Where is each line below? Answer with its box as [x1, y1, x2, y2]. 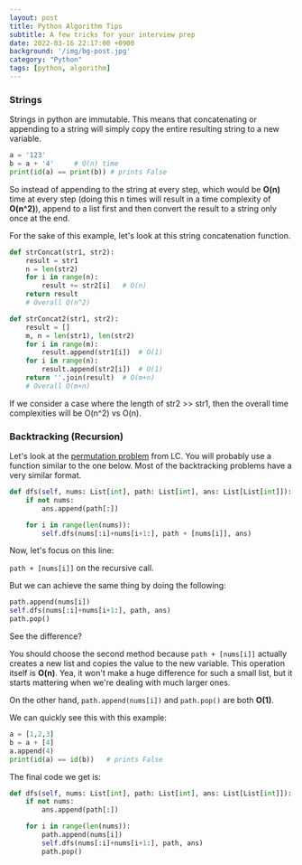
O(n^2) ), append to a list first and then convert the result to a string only [9, 202, 278, 213]
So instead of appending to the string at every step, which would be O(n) [9, 183, 281, 194]
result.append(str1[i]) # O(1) [41, 348, 164, 357]
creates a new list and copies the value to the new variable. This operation [9, 658, 286, 669]
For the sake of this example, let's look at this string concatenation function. [9, 230, 291, 240]
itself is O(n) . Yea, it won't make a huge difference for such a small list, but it [9, 668, 293, 679]
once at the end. [9, 212, 70, 223]
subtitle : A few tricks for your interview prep [9, 30, 196, 39]
